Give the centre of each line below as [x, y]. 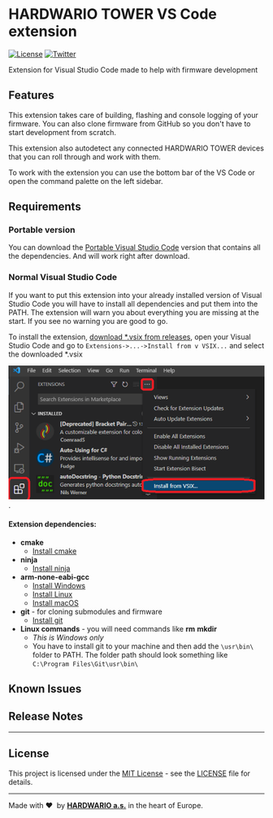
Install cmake [54, 551]
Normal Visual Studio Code [63, 278]
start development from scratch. [62, 132]
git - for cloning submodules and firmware [91, 611]
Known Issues [45, 689]
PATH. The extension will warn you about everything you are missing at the [134, 312]
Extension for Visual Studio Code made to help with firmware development [133, 69]
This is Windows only [68, 637]
